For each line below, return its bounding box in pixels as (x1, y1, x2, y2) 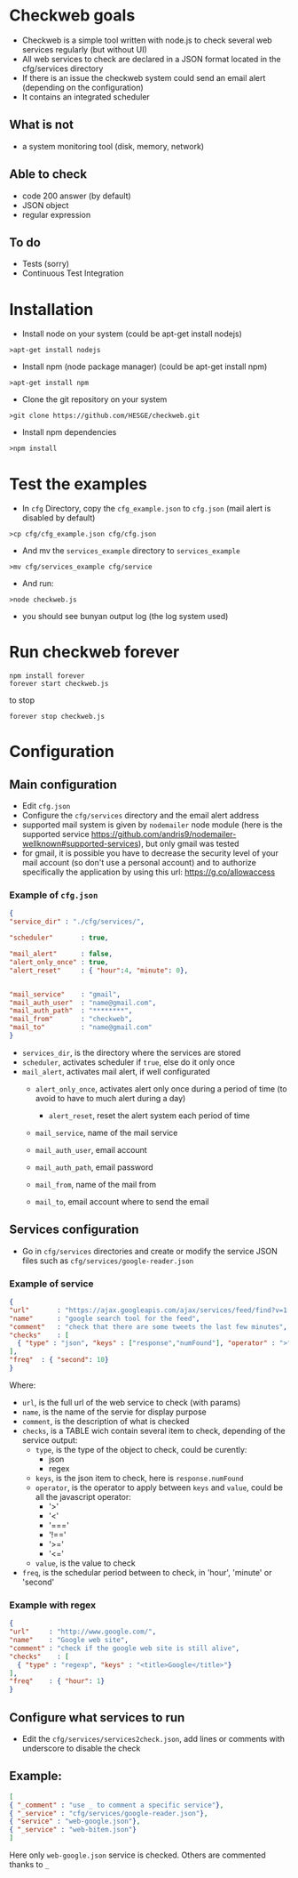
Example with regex (9, 1599, 96, 1611)
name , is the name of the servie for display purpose (21, 1406, 207, 1417)
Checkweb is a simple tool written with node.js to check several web (21, 35, 272, 45)
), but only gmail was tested (137, 838, 239, 850)
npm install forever (9, 672, 86, 681)
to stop (9, 695, 35, 705)
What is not (9, 117, 74, 133)
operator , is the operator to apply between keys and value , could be (35, 1482, 284, 1493)
